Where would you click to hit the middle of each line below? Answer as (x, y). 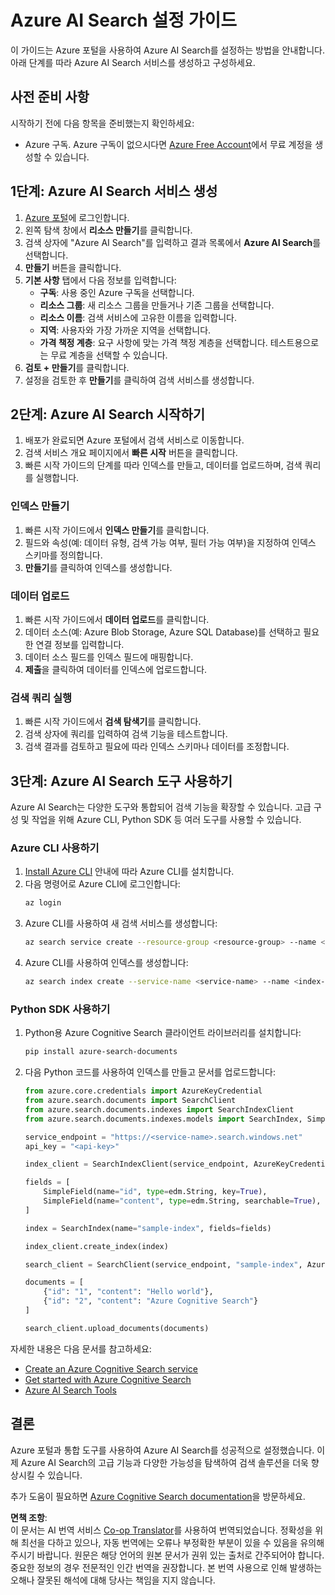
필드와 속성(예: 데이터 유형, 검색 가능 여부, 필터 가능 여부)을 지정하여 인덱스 (170, 542)
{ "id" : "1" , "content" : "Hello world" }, (128, 1292)
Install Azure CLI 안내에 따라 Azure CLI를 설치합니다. (129, 872)
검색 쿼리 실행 (41, 698)
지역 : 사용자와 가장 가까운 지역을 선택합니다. (125, 330)
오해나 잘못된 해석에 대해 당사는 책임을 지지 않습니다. (113, 1580)
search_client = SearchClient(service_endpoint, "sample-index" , (163, 1264)
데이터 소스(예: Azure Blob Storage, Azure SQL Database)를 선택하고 (163, 632)
